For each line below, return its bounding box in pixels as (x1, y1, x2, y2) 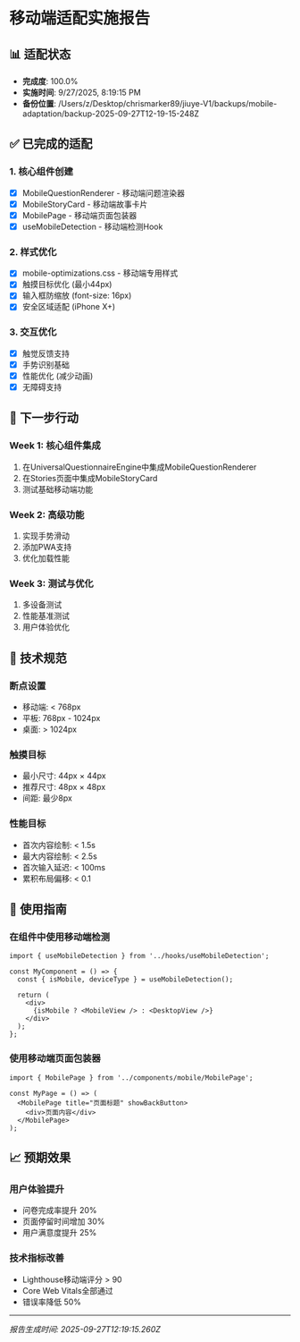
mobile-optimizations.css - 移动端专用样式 (21, 268, 179, 278)
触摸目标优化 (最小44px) (21, 279, 112, 290)
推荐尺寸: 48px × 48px (21, 782, 106, 793)
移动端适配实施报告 (9, 8, 151, 29)
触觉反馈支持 (21, 348, 70, 359)
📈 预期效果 (9, 1150, 71, 1165)
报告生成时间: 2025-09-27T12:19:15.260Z (9, 1323, 161, 1334)
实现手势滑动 (21, 531, 70, 541)
